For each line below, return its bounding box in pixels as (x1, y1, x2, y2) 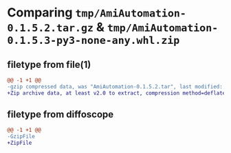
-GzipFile (7, 133, 36, 140)
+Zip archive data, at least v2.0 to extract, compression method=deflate (7, 89, 226, 97)
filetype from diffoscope (7, 108, 114, 121)
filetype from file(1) (7, 58, 91, 70)
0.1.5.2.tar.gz (7, 22, 94, 35)
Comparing (7, 5, 73, 21)
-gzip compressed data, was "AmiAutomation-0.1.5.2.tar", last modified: (7, 83, 223, 90)
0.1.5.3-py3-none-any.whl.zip (7, 34, 180, 47)
